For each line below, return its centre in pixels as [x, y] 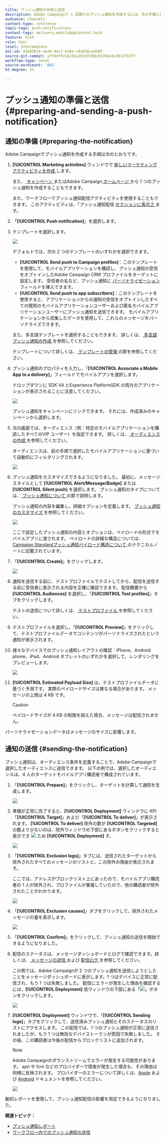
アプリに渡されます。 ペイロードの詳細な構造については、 [84, 538]
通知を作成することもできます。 [53, 188]
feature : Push [20, 38]
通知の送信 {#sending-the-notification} [66, 749]
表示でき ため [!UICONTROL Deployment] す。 [63, 836]
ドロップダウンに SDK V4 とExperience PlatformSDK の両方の [75, 385]
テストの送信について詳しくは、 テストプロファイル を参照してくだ [81, 610]
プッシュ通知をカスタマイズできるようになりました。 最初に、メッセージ [86, 477]
